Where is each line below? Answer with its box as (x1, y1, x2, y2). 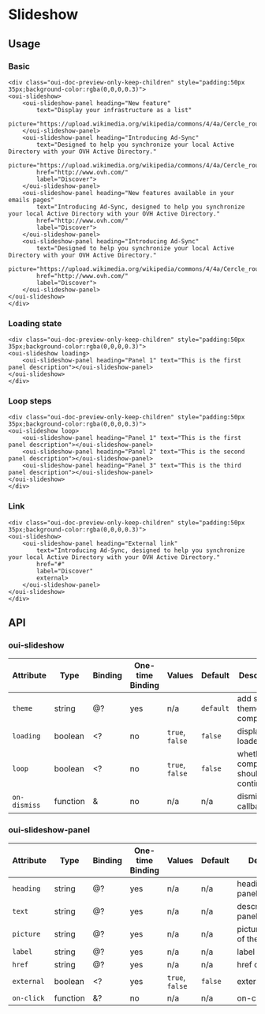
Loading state (8, 317, 62, 329)
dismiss (12, 801, 41, 810)
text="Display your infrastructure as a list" (36, 106, 192, 114)
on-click (12, 993, 45, 1002)
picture (12, 929, 41, 938)
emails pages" (8, 196, 55, 204)
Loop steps (8, 396, 52, 407)
